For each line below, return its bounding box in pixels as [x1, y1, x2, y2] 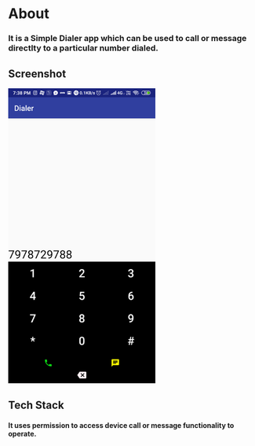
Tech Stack [8, 399, 64, 412]
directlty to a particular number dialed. [8, 42, 159, 53]
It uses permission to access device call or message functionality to [8, 420, 235, 429]
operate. [8, 429, 37, 438]
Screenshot [8, 67, 67, 80]
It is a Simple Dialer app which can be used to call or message [8, 33, 247, 44]
